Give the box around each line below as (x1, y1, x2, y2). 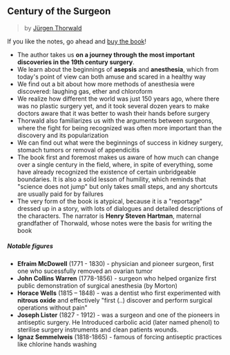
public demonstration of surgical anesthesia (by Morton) (17, 281, 178, 290)
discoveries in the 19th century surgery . (17, 58, 135, 66)
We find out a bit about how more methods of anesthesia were (17, 79, 195, 88)
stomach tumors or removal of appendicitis (17, 145, 140, 154)
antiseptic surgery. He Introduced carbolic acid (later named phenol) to (17, 318, 220, 326)
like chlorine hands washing (17, 340, 97, 348)
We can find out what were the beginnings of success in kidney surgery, (17, 138, 223, 147)
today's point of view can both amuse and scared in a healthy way (17, 72, 206, 81)
